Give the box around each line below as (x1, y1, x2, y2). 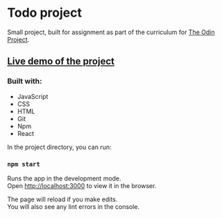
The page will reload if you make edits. (7, 195, 118, 203)
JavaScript (17, 92, 49, 100)
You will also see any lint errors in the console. (7, 202, 140, 210)
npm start (7, 160, 40, 168)
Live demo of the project (7, 56, 114, 68)
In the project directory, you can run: (7, 143, 112, 151)
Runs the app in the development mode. (7, 174, 121, 182)
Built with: (7, 77, 42, 86)
